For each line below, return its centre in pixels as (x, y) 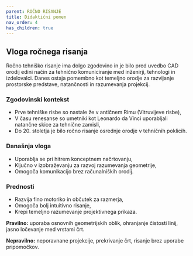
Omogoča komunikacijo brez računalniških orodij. (74, 171)
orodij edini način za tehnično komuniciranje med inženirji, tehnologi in (91, 72)
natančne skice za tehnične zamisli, (57, 125)
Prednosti (20, 186)
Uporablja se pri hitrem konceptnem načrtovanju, (73, 159)
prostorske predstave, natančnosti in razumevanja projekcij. (78, 84)
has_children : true (30, 28)
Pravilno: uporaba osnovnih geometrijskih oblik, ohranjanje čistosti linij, (92, 223)
